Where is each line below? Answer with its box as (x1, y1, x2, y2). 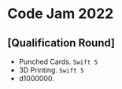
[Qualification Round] (7, 36, 116, 50)
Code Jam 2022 (7, 5, 114, 23)
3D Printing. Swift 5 (18, 65, 84, 75)
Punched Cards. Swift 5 (18, 57, 98, 66)
